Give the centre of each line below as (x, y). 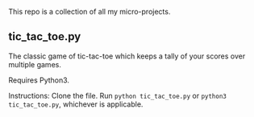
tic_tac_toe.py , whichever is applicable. (76, 104)
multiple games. (35, 64)
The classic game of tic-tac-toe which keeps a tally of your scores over (127, 56)
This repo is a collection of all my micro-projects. (90, 12)
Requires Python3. (39, 80)
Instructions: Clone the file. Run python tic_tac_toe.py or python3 (118, 95)
